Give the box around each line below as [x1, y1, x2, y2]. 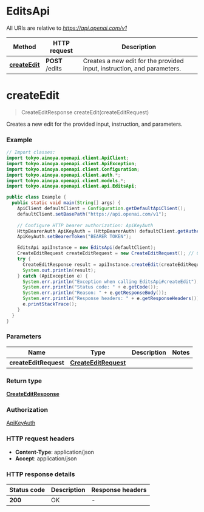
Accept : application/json [15, 454, 77, 462]
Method [13, 43, 36, 51]
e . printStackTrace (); [22, 301, 78, 307]
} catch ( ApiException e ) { [17, 273, 88, 279]
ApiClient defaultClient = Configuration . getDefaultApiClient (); [17, 205, 186, 212]
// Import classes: [6, 149, 56, 155]
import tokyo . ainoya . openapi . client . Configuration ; [6, 166, 140, 172]
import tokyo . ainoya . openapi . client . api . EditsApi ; [6, 183, 137, 189]
